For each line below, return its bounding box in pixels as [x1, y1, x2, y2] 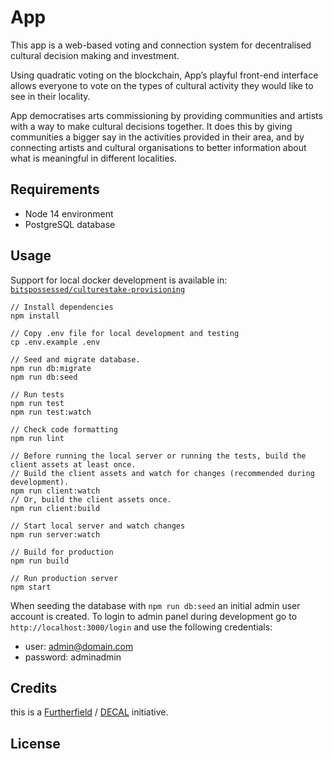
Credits [10, 679, 58, 696]
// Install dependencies [10, 302, 114, 312]
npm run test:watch [10, 407, 92, 417]
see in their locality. [10, 90, 91, 102]
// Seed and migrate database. [10, 354, 141, 365]
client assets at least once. [10, 459, 137, 470]
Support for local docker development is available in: [10, 274, 228, 286]
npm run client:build [10, 503, 101, 513]
